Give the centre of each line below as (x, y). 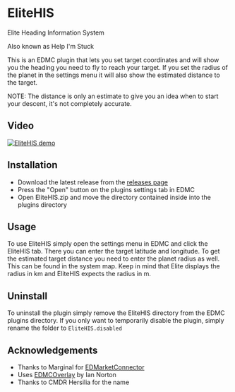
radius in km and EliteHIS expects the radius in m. (79, 274)
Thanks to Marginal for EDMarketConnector (81, 367)
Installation (32, 165)
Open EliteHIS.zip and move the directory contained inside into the (114, 197)
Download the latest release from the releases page (92, 182)
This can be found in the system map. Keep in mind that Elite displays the (114, 266)
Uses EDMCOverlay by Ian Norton (67, 375)
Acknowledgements (53, 350)
